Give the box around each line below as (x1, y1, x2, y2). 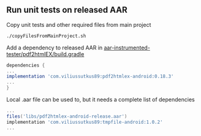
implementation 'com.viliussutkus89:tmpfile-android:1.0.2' (6, 119, 164, 125)
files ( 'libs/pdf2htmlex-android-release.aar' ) (6, 113, 127, 120)
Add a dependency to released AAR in (6, 44, 103, 51)
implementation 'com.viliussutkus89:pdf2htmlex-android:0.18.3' (6, 73, 174, 80)
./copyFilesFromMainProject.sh (6, 33, 86, 39)
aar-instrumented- (104, 44, 150, 51)
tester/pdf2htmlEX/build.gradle (6, 50, 85, 57)
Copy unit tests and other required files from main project (6, 21, 151, 28)
